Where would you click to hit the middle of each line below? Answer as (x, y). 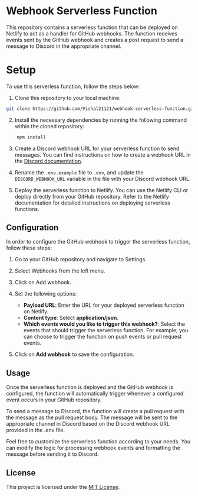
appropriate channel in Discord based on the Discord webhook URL (88, 424)
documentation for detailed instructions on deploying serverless (93, 203)
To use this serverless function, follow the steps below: (73, 86)
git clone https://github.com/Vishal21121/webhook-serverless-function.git (101, 108)
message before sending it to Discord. (52, 454)
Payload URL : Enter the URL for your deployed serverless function (104, 305)
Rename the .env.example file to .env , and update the (79, 172)
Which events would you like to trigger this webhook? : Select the (104, 324)
